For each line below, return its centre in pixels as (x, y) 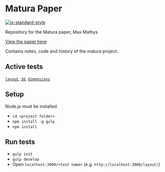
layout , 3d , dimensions (28, 79)
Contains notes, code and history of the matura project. (62, 51)
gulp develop (26, 160)
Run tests (20, 142)
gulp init (23, 154)
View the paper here (26, 41)
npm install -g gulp (33, 121)
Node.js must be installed (31, 106)
